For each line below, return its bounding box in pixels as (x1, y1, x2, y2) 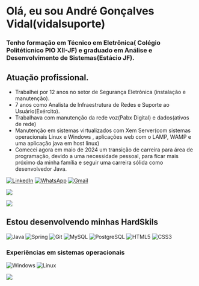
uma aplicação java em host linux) (14, 139, 100, 147)
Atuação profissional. (6, 72, 89, 83)
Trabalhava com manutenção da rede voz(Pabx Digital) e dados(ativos (14, 113, 189, 121)
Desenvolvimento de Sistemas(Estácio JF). (6, 54, 135, 62)
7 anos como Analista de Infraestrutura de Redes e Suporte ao (14, 101, 170, 108)
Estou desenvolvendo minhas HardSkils (6, 217, 158, 227)
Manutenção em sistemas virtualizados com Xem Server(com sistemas (14, 127, 191, 134)
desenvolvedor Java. (14, 165, 67, 173)
